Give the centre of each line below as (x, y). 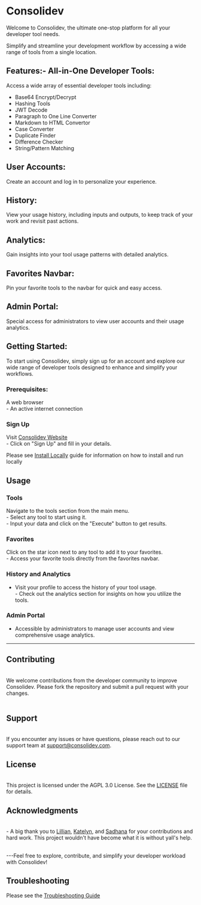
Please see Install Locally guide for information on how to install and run (95, 455)
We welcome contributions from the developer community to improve (92, 680)
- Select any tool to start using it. (46, 517)
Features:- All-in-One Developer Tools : (80, 71)
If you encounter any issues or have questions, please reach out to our (93, 739)
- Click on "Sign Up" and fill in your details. (59, 444)
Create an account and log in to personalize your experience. (82, 181)
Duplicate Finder (35, 135)
